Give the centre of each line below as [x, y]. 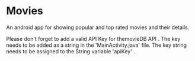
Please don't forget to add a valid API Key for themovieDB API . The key [93, 38]
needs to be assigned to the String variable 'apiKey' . [71, 51]
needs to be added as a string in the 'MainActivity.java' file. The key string [97, 45]
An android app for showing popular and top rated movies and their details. [98, 27]
